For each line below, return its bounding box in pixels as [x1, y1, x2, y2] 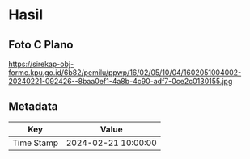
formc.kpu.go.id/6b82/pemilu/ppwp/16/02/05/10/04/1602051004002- [8, 68, 242, 77]
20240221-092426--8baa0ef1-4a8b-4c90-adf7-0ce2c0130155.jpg [8, 77, 233, 86]
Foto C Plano [8, 38, 74, 52]
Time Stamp [12, 137, 59, 149]
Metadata [8, 99, 58, 114]
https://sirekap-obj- [8, 59, 74, 69]
